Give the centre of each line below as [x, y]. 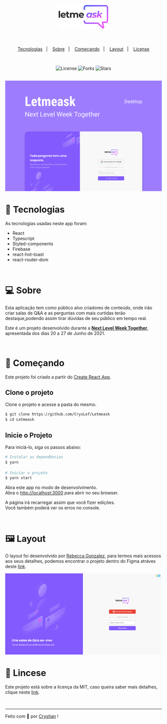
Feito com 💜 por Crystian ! [32, 716]
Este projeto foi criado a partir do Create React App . [58, 377]
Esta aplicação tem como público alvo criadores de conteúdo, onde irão [79, 308]
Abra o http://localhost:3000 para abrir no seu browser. [62, 493]
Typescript [23, 238]
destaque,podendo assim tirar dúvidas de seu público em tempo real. [76, 318]
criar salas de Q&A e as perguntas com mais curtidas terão [65, 313]
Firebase [21, 249]
